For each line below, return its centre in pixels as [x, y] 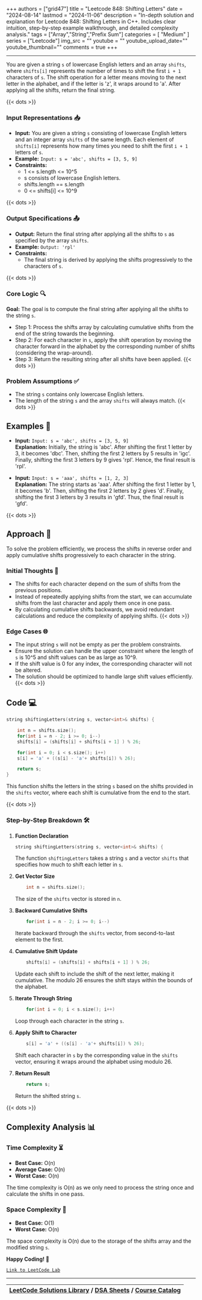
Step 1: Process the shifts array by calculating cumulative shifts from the [104, 327]
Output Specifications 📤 [43, 218]
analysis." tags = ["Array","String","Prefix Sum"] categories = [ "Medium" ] [98, 34]
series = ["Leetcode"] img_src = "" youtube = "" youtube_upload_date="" [97, 41]
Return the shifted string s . [48, 1096]
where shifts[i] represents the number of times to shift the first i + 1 [94, 71]
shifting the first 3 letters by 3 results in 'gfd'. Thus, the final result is [99, 497]
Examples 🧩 [29, 426]
